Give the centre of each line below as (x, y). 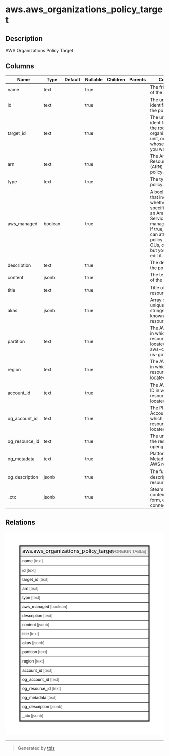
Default (73, 80)
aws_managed (22, 223)
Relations (20, 522)
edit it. (157, 255)
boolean (52, 223)
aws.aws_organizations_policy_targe (84, 9)
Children (116, 80)
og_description (23, 477)
